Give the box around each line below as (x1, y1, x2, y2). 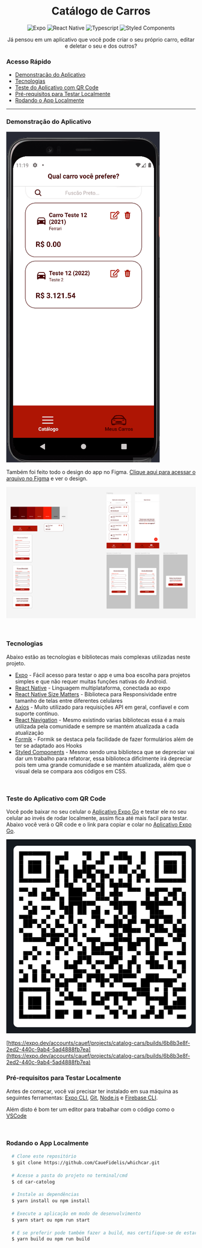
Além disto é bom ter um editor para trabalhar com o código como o (6, 1106, 175, 1113)
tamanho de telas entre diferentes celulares (14, 697, 123, 704)
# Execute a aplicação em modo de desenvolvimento (11, 1211, 141, 1217)
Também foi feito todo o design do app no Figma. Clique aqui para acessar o (6, 468, 196, 475)
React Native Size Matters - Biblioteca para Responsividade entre (14, 690, 177, 698)
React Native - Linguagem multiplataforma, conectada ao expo (14, 684, 171, 691)
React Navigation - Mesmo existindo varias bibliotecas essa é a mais (14, 716, 185, 723)
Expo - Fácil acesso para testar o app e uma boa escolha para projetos (14, 671, 191, 679)
